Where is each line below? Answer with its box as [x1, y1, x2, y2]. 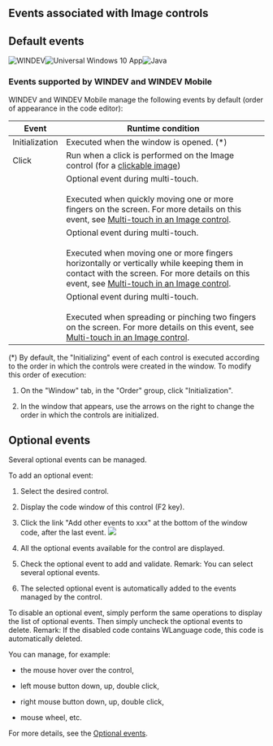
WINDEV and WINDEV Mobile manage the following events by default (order [8, 94, 264, 104]
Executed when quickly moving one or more [66, 193, 234, 204]
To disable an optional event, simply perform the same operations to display [8, 608, 262, 617]
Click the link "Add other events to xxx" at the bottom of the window [19, 518, 248, 528]
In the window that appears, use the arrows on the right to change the [19, 401, 254, 411]
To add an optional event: [8, 471, 93, 481]
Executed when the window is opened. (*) [66, 136, 227, 147]
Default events [8, 34, 84, 48]
